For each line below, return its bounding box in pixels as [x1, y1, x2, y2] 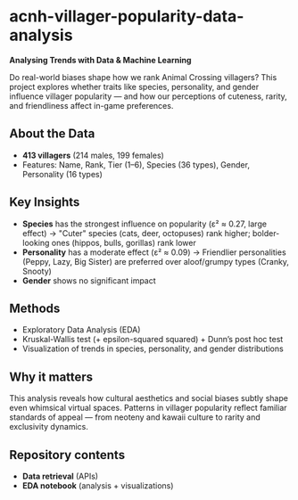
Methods [9, 300, 61, 316]
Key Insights [9, 194, 80, 210]
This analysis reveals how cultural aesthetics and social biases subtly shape [9, 393, 288, 404]
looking [21, 237, 50, 248]
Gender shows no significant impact [21, 275, 156, 286]
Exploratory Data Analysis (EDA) [21, 324, 141, 335]
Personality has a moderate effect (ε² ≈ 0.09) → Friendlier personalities [21, 247, 287, 258]
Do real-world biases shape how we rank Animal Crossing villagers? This [9, 71, 277, 82]
